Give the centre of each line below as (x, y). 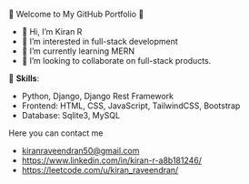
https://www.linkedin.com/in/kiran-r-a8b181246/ (111, 160)
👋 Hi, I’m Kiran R (52, 31)
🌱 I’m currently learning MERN (78, 51)
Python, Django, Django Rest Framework (98, 96)
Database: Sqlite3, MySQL (70, 115)
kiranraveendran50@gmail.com (80, 151)
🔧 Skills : (24, 78)
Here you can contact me (56, 133)
